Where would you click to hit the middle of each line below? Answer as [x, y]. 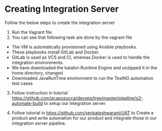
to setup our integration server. [75, 103]
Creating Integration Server [62, 9]
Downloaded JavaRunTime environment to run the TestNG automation [82, 78]
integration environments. [38, 62]
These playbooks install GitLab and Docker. [55, 52]
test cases [22, 83]
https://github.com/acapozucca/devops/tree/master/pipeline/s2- [77, 98]
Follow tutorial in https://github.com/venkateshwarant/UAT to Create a [82, 113]
